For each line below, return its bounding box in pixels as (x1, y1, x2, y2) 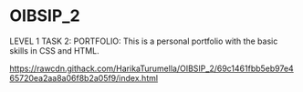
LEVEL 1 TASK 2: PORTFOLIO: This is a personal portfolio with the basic (9, 36, 278, 46)
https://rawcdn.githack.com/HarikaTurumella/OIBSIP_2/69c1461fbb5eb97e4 (9, 63, 294, 74)
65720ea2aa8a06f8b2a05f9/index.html (9, 72, 158, 83)
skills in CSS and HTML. (9, 45, 99, 56)
